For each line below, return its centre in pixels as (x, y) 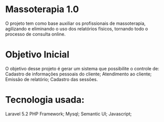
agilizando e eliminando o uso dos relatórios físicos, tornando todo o (77, 28)
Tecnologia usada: (45, 100)
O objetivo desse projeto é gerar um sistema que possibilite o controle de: (82, 68)
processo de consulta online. (35, 34)
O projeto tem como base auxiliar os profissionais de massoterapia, (75, 23)
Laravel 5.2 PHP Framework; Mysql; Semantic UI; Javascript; (69, 114)
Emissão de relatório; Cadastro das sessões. (52, 79)
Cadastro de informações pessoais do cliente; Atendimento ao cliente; (78, 74)
